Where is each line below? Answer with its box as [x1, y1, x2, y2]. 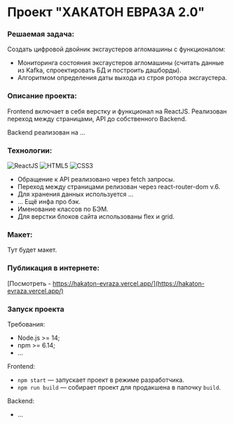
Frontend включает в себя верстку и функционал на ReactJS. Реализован [7, 107, 228, 116]
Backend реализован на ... [7, 128, 85, 137]
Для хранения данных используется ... [17, 190, 134, 198]
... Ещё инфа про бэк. [17, 198, 81, 206]
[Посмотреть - [7, 279, 51, 287]
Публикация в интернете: [7, 264, 100, 273]
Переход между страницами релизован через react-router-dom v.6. [17, 183, 221, 191]
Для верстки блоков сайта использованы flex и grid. [17, 212, 175, 221]
